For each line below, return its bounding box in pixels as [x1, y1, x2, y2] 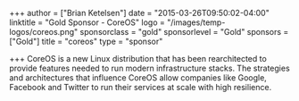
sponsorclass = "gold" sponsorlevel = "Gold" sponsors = [79, 27, 289, 37]
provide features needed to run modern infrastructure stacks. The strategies [9, 63, 290, 73]
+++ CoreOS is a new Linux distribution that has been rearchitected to [9, 54, 268, 63]
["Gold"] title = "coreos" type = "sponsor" [9, 36, 163, 46]
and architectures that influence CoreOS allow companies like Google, [9, 72, 268, 83]
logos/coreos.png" [9, 27, 79, 37]
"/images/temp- [166, 17, 226, 28]
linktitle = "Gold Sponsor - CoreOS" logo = [9, 17, 165, 28]
